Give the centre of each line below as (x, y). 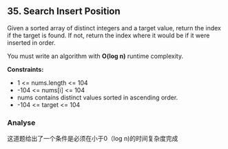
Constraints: (25, 69)
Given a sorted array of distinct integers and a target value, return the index (114, 28)
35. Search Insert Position (64, 11)
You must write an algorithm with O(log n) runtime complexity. (95, 56)
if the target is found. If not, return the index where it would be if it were (108, 35)
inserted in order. (32, 42)
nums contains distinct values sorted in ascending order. (97, 97)
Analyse (21, 122)
